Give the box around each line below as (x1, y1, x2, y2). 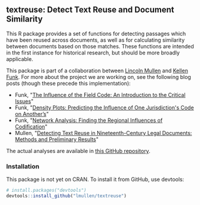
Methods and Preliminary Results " (14, 136, 99, 143)
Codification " (14, 123, 48, 130)
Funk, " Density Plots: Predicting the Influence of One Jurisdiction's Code (14, 104, 194, 111)
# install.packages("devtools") (6, 188, 87, 194)
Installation (6, 162, 40, 170)
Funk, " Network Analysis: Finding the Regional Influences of (14, 117, 163, 124)
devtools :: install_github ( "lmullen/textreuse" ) (6, 192, 127, 199)
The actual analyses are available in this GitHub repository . (6, 147, 150, 154)
